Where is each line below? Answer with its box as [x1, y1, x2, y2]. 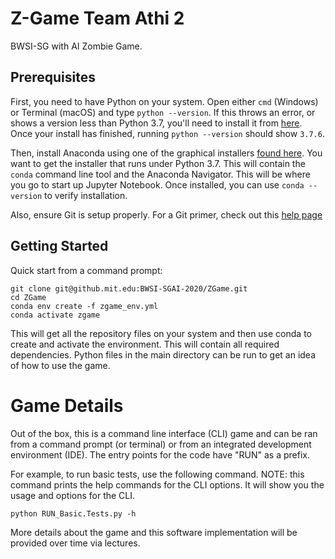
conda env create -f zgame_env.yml [10, 301, 159, 311]
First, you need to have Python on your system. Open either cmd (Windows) [10, 95, 319, 107]
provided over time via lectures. [10, 537, 141, 549]
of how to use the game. [10, 359, 111, 371]
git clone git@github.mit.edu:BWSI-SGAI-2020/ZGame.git [10, 283, 248, 294]
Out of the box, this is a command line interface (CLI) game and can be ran [10, 427, 318, 439]
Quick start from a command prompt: [10, 264, 163, 276]
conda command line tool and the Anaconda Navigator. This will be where [10, 168, 311, 180]
